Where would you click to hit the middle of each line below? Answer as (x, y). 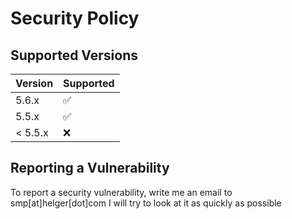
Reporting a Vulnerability (90, 168)
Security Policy (75, 18)
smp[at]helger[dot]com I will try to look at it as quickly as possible (146, 203)
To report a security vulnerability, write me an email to (121, 192)
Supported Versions (74, 55)
